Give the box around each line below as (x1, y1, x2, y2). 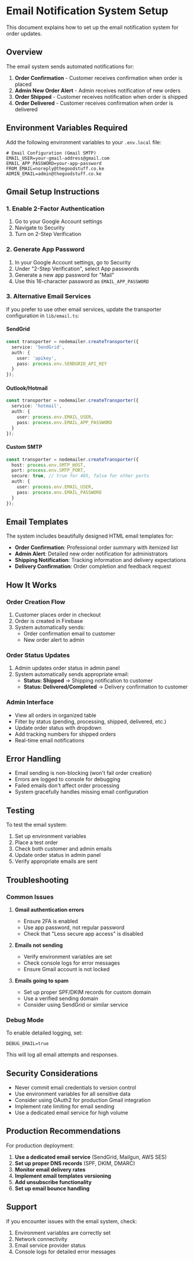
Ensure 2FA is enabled (23, 917, 78, 924)
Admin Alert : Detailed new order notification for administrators (14, 550, 168, 557)
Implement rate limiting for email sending (14, 1103, 115, 1110)
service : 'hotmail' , (11, 403, 62, 409)
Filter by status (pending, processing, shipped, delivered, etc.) (14, 717, 167, 725)
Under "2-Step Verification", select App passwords (14, 265, 139, 272)
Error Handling (6, 754, 61, 764)
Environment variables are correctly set (14, 1229, 111, 1236)
